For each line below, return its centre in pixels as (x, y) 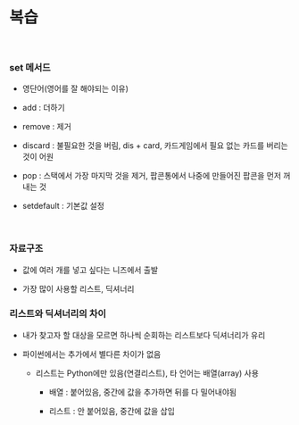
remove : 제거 (46, 127)
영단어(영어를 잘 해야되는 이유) (75, 88)
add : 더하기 (43, 108)
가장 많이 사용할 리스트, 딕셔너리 (78, 288)
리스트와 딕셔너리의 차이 (58, 314)
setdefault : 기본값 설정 (63, 206)
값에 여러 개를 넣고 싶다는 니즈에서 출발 (90, 270)
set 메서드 (30, 67)
